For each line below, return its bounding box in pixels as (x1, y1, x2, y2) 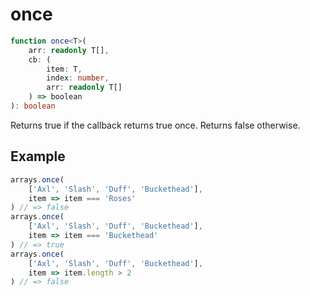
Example (10, 148, 66, 165)
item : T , (46, 64, 83, 74)
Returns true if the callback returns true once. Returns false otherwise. (10, 119, 301, 131)
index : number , (46, 73, 110, 83)
